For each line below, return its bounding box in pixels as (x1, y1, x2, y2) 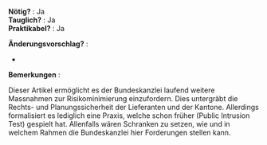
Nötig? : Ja (8, 7, 45, 16)
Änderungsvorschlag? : (8, 39, 88, 49)
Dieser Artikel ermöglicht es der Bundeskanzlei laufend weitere (8, 85, 215, 95)
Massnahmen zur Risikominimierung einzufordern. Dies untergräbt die (8, 94, 238, 103)
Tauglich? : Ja (8, 15, 56, 25)
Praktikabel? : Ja (8, 24, 65, 33)
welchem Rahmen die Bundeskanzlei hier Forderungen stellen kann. (8, 127, 231, 137)
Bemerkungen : (8, 70, 61, 79)
